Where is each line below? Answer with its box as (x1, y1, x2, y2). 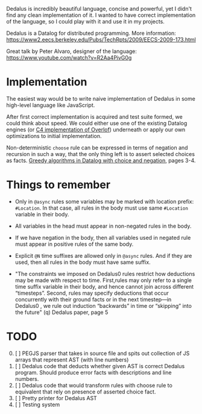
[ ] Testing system (14, 401, 60, 408)
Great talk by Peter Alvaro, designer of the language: (6, 48, 137, 55)
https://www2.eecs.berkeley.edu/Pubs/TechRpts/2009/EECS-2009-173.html (6, 36, 196, 43)
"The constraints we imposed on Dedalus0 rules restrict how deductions (14, 270, 195, 277)
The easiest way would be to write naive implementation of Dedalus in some (6, 95, 196, 102)
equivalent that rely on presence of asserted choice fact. (14, 388, 156, 395)
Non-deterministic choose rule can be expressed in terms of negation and (6, 144, 188, 151)
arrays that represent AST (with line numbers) (14, 356, 129, 363)
